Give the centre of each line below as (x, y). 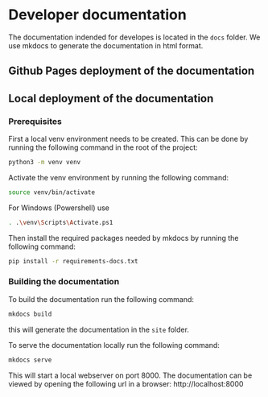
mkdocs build (30, 314)
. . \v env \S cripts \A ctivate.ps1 (61, 222)
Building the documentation (64, 282)
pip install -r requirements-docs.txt (73, 261)
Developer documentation (97, 15)
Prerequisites (35, 121)
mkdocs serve (30, 360)
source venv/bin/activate (52, 192)
